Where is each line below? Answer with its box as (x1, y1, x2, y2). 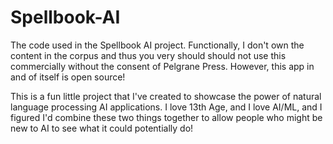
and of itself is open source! (10, 71, 126, 83)
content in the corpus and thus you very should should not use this (10, 49, 287, 61)
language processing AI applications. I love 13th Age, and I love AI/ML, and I (10, 101, 323, 113)
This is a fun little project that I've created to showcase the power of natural (10, 90, 322, 102)
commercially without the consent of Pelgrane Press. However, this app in (10, 60, 315, 72)
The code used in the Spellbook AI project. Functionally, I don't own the (10, 39, 305, 51)
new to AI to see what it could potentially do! (10, 122, 194, 134)
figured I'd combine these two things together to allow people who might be (10, 111, 323, 123)
